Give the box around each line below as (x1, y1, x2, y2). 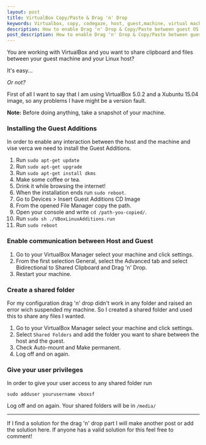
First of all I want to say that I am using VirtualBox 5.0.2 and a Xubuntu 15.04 (7, 91, 199, 98)
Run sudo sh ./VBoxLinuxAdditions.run (15, 215, 116, 222)
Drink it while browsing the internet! (15, 182, 106, 190)
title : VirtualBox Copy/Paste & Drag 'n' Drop (7, 15, 128, 21)
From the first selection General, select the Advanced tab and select (15, 257, 188, 264)
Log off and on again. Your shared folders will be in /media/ (7, 402, 156, 409)
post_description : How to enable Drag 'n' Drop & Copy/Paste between (7, 32, 188, 38)
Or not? (7, 79, 26, 86)
